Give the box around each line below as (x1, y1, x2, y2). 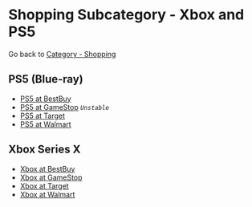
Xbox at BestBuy (19, 164, 75, 173)
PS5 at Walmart (19, 119, 71, 129)
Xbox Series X (8, 143, 81, 156)
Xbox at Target (19, 181, 70, 190)
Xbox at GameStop (19, 172, 83, 182)
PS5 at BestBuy (19, 94, 71, 103)
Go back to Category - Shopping (8, 49, 116, 59)
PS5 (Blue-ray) (8, 72, 83, 86)
